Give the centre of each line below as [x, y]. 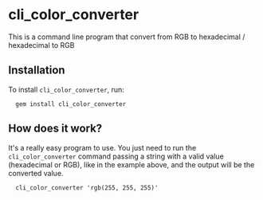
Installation [37, 71]
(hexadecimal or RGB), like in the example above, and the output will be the [131, 164]
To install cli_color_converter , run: [67, 89]
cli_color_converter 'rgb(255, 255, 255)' [87, 188]
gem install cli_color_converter [71, 104]
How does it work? [55, 129]
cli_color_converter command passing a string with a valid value [116, 156]
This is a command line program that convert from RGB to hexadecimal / [127, 37]
